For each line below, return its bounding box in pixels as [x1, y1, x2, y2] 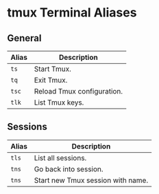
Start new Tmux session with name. [34, 175, 149, 185]
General [7, 32, 42, 44]
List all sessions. [34, 153, 87, 162]
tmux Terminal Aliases [7, 5, 137, 21]
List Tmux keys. [34, 98, 84, 107]
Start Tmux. [34, 64, 72, 74]
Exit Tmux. [34, 76, 68, 85]
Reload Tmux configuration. [34, 87, 123, 96]
